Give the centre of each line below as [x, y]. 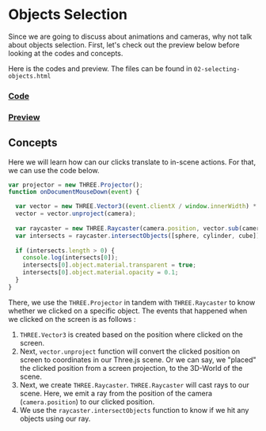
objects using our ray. [55, 418]
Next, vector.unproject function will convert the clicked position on [130, 351]
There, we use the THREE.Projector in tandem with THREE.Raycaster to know [132, 302]
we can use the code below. [54, 170]
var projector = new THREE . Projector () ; [76, 185]
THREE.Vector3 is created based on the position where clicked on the [131, 335]
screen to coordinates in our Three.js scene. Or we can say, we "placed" [138, 359]
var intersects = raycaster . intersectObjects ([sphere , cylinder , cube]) [138, 236]
